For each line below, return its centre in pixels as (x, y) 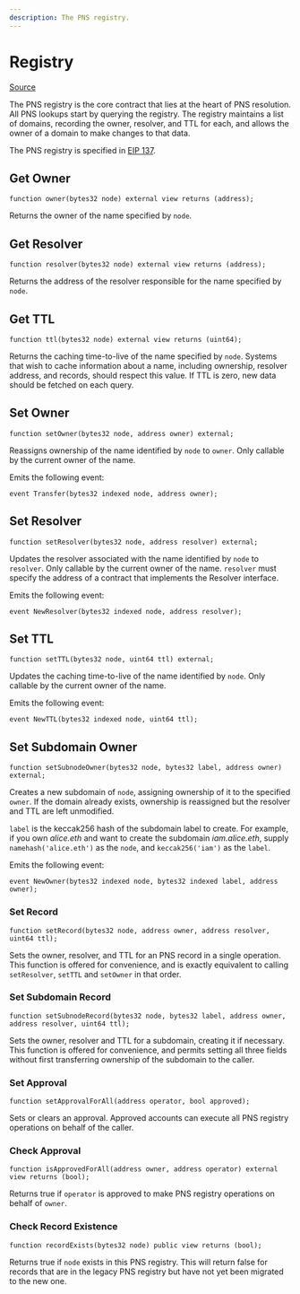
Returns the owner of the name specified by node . (101, 215)
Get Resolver (46, 244)
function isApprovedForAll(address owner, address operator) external (144, 1169)
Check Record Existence (64, 1227)
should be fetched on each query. (72, 385)
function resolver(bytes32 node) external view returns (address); (138, 265)
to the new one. (38, 1281)
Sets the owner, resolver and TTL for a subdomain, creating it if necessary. (147, 1040)
